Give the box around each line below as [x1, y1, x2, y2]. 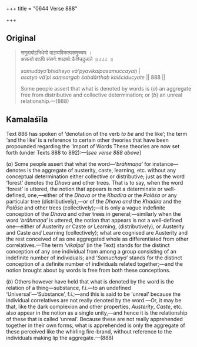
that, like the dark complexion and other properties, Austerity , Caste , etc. [6, 303, 183, 310]
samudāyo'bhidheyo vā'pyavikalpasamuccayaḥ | [20, 67, 141, 74]
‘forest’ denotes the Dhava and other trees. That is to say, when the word [6, 179, 183, 186]
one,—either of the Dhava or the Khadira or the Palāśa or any [27, 191, 178, 199]
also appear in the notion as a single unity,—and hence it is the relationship [6, 309, 188, 316]
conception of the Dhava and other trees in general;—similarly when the [6, 210, 181, 217]
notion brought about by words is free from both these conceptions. [6, 266, 171, 273]
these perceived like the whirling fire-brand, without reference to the [6, 328, 172, 335]
